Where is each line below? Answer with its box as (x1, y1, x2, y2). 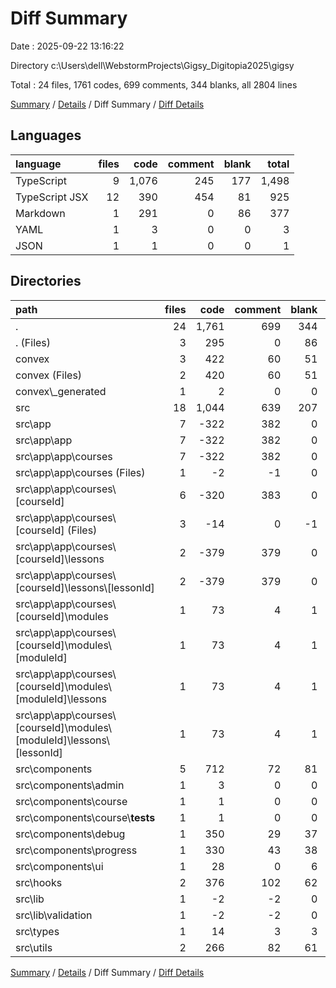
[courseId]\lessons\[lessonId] (15, 580, 155, 594)
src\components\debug (15, 827, 126, 841)
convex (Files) (15, 368, 83, 382)
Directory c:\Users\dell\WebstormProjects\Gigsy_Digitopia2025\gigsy (10, 59, 295, 71)
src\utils (15, 940, 53, 954)
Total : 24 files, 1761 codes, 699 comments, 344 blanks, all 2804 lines (10, 78, 298, 91)
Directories (10, 273, 82, 290)
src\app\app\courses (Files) (15, 465, 146, 479)
